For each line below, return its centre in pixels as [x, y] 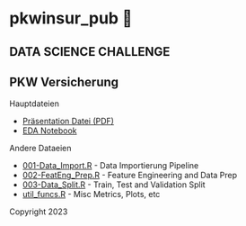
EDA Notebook [50, 131]
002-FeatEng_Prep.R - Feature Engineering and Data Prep [130, 176]
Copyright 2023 [39, 212]
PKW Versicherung [64, 81]
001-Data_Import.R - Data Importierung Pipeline [110, 166]
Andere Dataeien [40, 149]
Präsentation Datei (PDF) [68, 122]
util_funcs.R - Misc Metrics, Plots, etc [91, 194]
